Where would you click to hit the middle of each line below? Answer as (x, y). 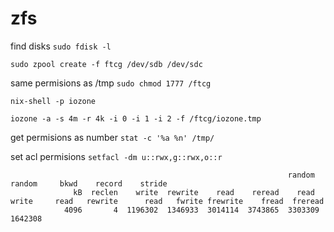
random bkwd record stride (89, 183)
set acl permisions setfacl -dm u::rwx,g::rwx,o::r (116, 156)
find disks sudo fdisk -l (61, 46)
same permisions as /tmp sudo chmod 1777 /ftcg (111, 83)
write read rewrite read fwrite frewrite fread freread (167, 201)
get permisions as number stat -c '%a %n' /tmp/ (112, 137)
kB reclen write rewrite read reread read (194, 192)
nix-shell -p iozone (53, 101)
